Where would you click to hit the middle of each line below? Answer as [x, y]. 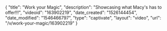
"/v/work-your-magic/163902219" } [41, 23]
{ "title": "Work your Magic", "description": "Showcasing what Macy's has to [83, 7]
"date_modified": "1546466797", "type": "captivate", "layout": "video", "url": [83, 18]
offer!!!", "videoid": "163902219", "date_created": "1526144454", [71, 12]
